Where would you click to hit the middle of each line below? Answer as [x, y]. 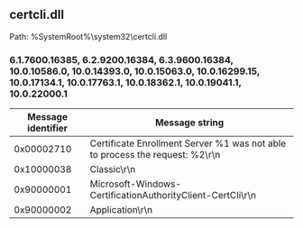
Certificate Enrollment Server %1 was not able [188, 143]
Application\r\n [121, 210]
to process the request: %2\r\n [155, 155]
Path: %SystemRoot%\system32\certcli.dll [88, 36]
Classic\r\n [113, 169]
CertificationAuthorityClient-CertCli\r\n [173, 196]
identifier [47, 128]
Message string [189, 123]
